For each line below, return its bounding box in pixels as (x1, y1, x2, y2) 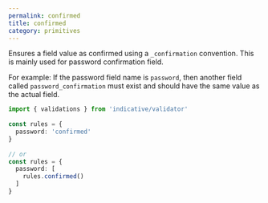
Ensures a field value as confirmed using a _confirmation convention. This (8, 49, 254, 59)
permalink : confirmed (8, 11, 81, 20)
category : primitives (8, 26, 81, 35)
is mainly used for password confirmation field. (8, 57, 164, 67)
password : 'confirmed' (15, 128, 91, 136)
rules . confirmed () (22, 173, 84, 181)
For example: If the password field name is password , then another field (8, 73, 242, 83)
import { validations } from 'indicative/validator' (8, 105, 189, 113)
